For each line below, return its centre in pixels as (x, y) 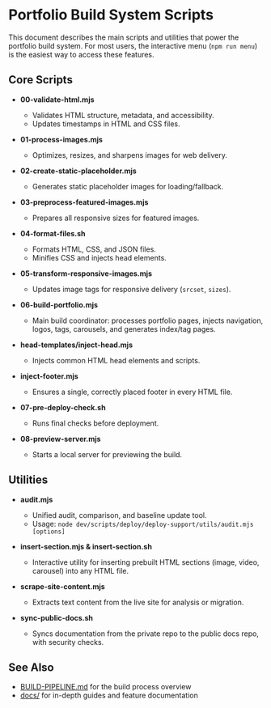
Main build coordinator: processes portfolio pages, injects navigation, (148, 320)
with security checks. (68, 642)
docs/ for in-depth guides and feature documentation (109, 695)
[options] (49, 532)
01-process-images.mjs (61, 139)
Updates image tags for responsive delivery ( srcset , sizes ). (131, 289)
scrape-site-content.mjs (62, 586)
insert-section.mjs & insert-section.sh (86, 546)
